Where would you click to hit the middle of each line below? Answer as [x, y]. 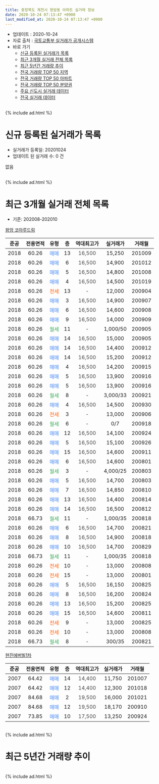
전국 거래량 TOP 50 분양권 [46, 85]
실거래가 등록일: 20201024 [39, 150]
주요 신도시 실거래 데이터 [44, 91]
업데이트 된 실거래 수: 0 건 [38, 156]
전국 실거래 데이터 [38, 97]
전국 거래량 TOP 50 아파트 [46, 78]
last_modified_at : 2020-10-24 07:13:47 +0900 [54, 19]
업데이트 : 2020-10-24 [35, 34]
